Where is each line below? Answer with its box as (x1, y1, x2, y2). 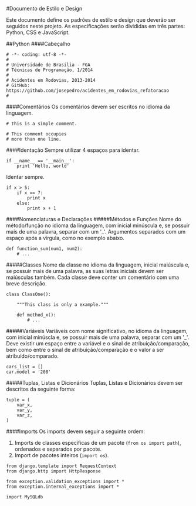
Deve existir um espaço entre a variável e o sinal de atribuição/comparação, (6, 340, 190, 347)
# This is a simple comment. (6, 121, 77, 126)
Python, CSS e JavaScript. (6, 29, 70, 36)
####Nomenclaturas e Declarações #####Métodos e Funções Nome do (6, 216, 182, 222)
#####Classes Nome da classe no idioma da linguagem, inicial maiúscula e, (6, 261, 190, 268)
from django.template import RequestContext (6, 463, 117, 469)
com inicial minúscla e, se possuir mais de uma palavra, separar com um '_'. (6, 334, 190, 341)
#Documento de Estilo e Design (6, 5, 83, 12)
